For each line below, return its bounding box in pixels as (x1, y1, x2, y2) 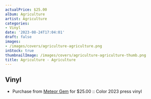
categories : (5, 21, 30, 26)
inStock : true (5, 48, 34, 53)
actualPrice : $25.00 (5, 7, 48, 12)
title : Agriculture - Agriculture (5, 57, 76, 62)
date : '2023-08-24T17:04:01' (5, 30, 65, 35)
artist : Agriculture (5, 16, 48, 21)
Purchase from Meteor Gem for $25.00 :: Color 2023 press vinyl (12, 89, 142, 95)
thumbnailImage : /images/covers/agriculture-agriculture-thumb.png (5, 52, 147, 58)
